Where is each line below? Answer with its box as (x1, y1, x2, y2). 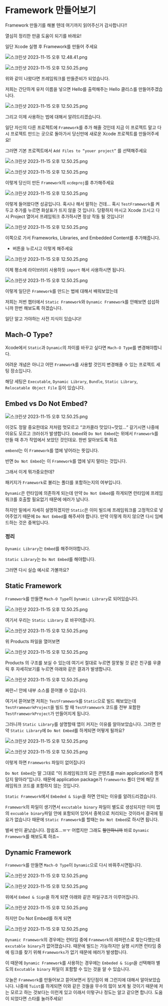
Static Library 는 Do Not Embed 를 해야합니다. (5, 556, 96, 562)
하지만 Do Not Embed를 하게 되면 (5, 915, 72, 921)
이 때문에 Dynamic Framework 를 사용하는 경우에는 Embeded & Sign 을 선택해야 (5, 960, 155, 966)
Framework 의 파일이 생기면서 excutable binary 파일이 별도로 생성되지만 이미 (5, 804, 155, 810)
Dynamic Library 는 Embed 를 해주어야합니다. (5, 545, 91, 551)
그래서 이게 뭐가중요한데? (5, 469, 55, 475)
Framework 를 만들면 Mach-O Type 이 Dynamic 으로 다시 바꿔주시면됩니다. (5, 862, 142, 868)
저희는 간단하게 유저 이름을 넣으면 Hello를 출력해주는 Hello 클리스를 (5, 86, 137, 92)
